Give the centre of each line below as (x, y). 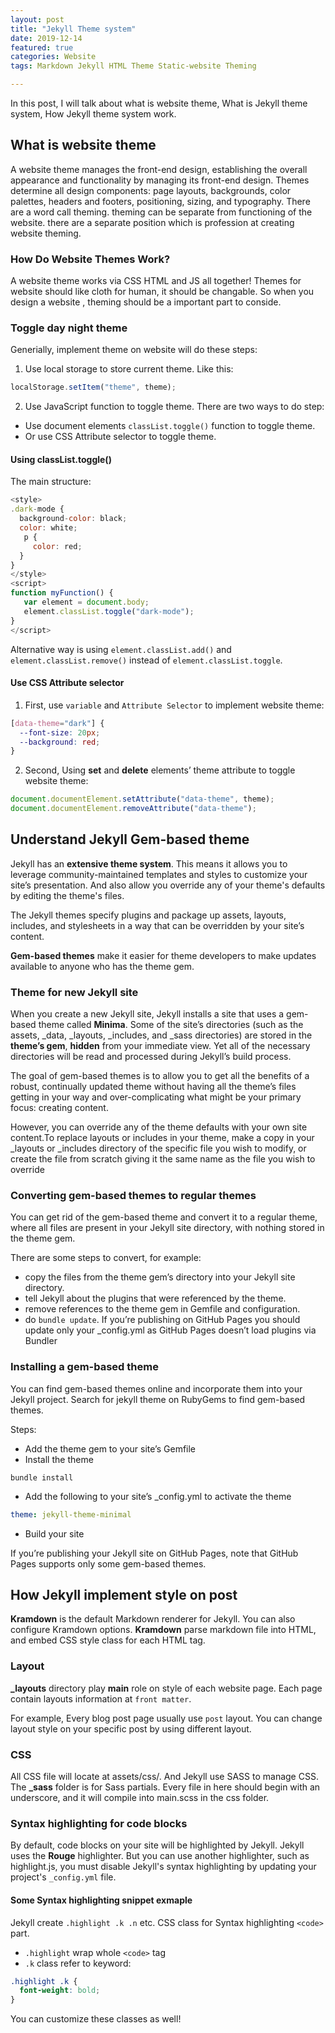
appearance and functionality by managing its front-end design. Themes (160, 180)
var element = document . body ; (86, 602)
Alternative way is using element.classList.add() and (121, 649)
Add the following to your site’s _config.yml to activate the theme (158, 1496)
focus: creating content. (59, 1108)
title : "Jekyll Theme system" (73, 29)
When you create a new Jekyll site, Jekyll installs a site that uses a (147, 1014)
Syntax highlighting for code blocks (99, 1823)
